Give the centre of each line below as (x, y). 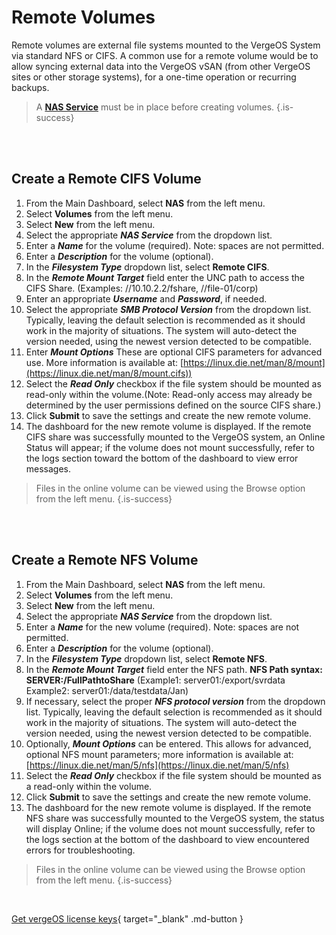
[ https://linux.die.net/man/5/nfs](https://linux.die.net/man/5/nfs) (157, 765)
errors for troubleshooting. (80, 850)
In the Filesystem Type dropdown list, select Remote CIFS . (147, 267)
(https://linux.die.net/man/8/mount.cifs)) (109, 373)
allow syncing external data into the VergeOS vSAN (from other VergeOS (161, 66)
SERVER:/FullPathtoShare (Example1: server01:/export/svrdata (155, 680)
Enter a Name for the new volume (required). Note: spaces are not (162, 627)
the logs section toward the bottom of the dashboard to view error (162, 458)
